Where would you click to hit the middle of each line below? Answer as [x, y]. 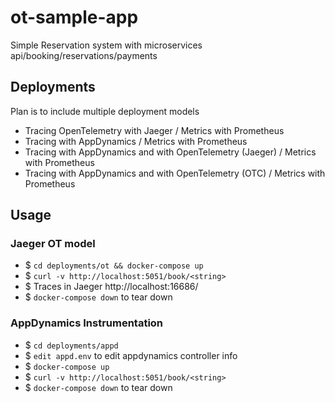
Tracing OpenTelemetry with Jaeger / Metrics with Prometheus [154, 130]
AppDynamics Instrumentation [87, 323]
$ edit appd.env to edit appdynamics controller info [131, 355]
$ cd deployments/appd [71, 345]
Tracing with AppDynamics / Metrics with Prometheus [136, 141]
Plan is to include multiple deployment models [105, 111]
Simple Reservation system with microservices [106, 45]
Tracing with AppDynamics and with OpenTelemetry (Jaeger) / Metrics [170, 152]
